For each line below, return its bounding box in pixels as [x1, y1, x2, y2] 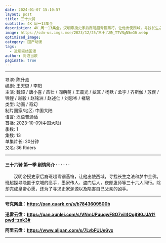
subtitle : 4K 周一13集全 [5, 21, 53, 26]
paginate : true [5, 58, 37, 63]
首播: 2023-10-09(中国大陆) [5, 120, 62, 126]
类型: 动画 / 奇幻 [5, 101, 38, 107]
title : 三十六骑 [5, 16, 36, 21]
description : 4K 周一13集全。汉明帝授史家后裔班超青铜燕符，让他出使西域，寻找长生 [5, 26, 159, 31]
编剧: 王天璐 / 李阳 [5, 83, 42, 89]
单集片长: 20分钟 [5, 139, 40, 145]
